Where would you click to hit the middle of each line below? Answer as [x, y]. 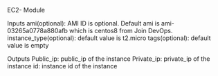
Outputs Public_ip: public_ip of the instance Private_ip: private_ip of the [109, 59]
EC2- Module [26, 10]
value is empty [28, 45]
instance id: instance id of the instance [62, 66]
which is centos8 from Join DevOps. [121, 31]
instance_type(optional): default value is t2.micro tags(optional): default [109, 38]
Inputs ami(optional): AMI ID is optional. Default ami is [84, 23]
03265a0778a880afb [37, 31]
